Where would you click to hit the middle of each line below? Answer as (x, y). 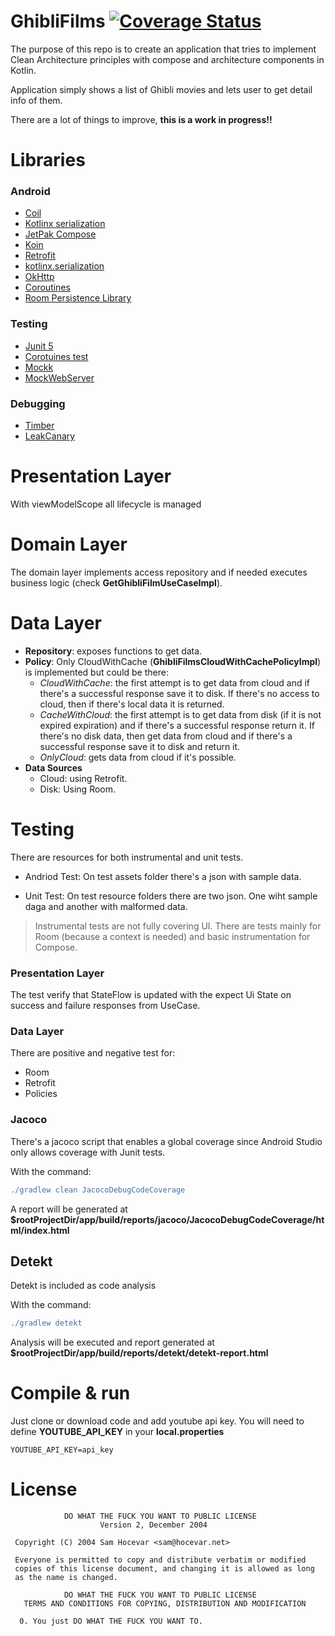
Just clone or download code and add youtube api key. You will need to (157, 1421)
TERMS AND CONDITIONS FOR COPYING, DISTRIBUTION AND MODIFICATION (165, 1604)
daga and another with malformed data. (106, 906)
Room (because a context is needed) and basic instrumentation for (172, 936)
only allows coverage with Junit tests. (88, 1152)
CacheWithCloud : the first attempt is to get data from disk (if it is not (180, 714)
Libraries (48, 160)
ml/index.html (40, 1230)
